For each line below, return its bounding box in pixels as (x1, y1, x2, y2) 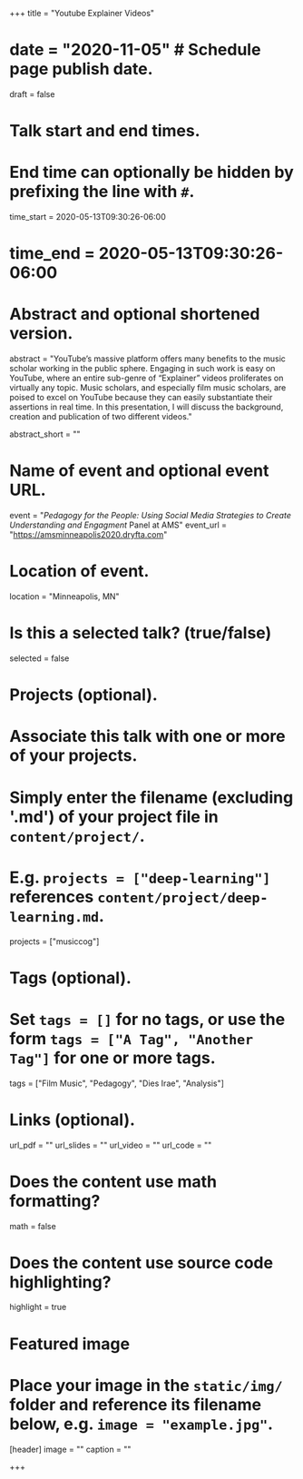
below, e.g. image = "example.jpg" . (9, 1414, 274, 1434)
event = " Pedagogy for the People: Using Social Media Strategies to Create (9, 510, 292, 521)
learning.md (9, 908, 100, 925)
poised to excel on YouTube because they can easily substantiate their (9, 392, 273, 403)
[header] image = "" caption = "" (9, 1444, 132, 1454)
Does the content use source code (9, 1252, 274, 1273)
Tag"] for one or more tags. (9, 1048, 216, 1068)
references (9, 886, 94, 907)
